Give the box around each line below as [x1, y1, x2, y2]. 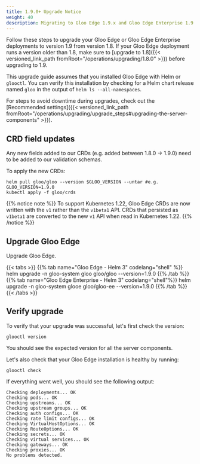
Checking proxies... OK [6, 447, 66, 453]
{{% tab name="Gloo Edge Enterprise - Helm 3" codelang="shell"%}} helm [6, 276, 191, 284]
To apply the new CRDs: [6, 168, 66, 175]
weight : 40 [6, 14, 33, 20]
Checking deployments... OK [6, 389, 76, 395]
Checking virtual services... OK [6, 437, 90, 443]
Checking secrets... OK [6, 431, 66, 437]
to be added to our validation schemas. [6, 156, 103, 163]
